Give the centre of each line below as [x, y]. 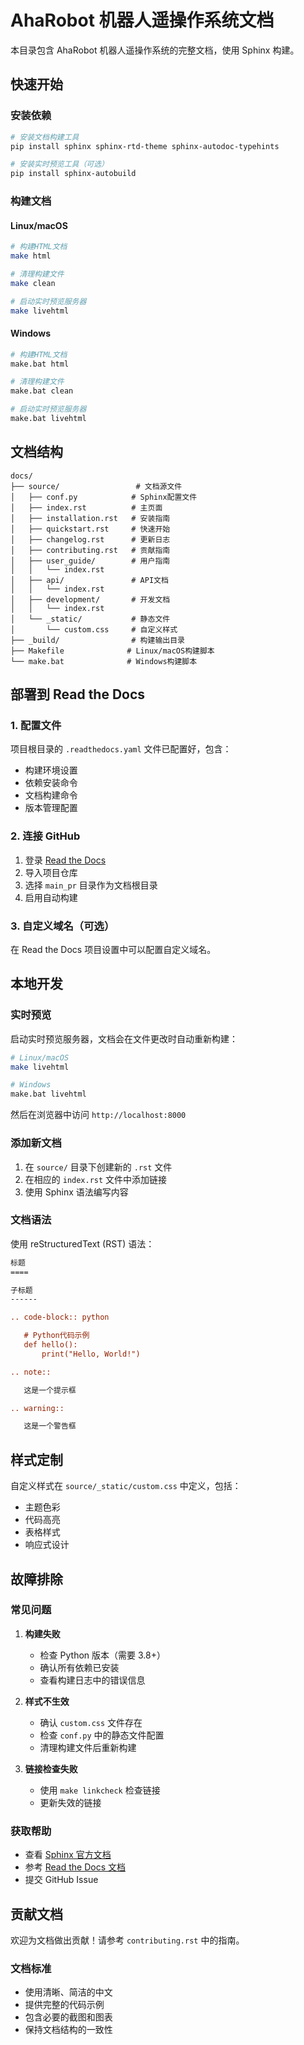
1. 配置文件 [36, 726]
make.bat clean [42, 391]
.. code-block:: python [60, 1317]
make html [31, 256]
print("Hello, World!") [91, 1354]
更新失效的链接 [70, 1802]
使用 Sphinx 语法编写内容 [76, 1192]
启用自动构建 [51, 897]
